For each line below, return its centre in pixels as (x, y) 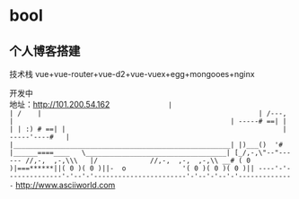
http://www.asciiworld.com (66, 185)
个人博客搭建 (45, 51)
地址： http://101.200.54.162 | (91, 104)
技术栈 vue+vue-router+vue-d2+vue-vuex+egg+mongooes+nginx (132, 74)
